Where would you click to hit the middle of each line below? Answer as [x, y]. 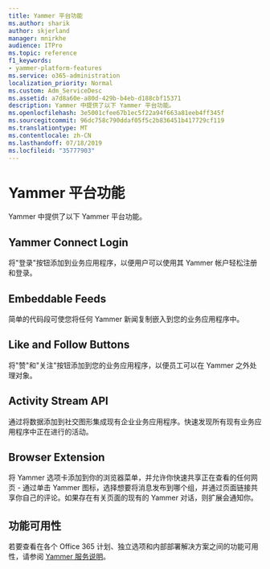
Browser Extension [57, 457]
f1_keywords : [30, 61]
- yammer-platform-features [55, 68]
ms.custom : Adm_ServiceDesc [55, 91]
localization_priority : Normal [61, 83]
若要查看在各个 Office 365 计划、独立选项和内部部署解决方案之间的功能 [127, 546]
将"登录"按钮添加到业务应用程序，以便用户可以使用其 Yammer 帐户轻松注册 [133, 263]
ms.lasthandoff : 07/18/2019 [55, 143]
